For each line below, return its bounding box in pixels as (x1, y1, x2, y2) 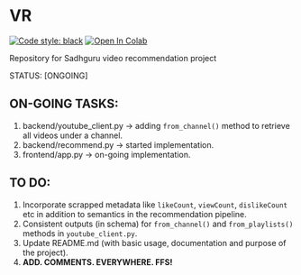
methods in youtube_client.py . (22, 227, 138, 239)
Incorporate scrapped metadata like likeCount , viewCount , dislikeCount (22, 199, 288, 210)
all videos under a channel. (22, 130, 123, 141)
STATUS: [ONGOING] (9, 69, 88, 81)
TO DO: (9, 175, 51, 190)
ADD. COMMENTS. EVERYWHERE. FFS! (22, 256, 173, 267)
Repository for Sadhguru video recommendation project (9, 52, 217, 63)
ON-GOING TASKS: (9, 96, 119, 112)
